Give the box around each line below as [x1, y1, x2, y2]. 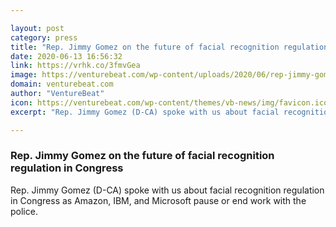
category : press [10, 32, 78, 43]
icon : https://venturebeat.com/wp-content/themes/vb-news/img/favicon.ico [10, 97, 329, 108]
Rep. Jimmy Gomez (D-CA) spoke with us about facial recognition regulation [10, 184, 325, 196]
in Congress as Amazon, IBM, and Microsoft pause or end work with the [10, 194, 307, 206]
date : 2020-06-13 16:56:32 [10, 51, 123, 61]
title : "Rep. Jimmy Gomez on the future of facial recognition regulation [10, 42, 329, 52]
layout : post [10, 23, 65, 33]
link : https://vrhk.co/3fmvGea [10, 61, 141, 71]
